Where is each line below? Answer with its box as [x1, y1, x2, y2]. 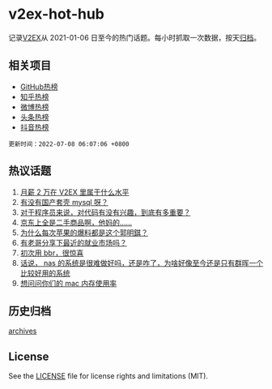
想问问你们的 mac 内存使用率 [19, 278, 117, 288]
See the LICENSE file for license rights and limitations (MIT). [8, 371, 209, 381]
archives [8, 326, 37, 336]
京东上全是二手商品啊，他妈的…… [19, 217, 132, 227]
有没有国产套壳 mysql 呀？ [19, 197, 108, 207]
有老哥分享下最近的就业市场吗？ [19, 237, 127, 247]
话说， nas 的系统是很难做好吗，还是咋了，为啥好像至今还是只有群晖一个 [19, 258, 264, 267]
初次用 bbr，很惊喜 [19, 248, 84, 258]
